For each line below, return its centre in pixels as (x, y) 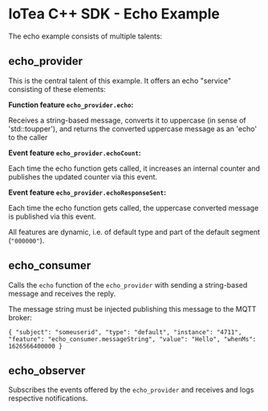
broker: (20, 317)
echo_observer (47, 371)
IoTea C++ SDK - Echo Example (114, 14)
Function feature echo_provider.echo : (71, 104)
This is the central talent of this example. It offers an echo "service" (120, 80)
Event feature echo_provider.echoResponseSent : (87, 192)
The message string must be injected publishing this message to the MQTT (132, 308)
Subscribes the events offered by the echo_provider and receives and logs (131, 390)
